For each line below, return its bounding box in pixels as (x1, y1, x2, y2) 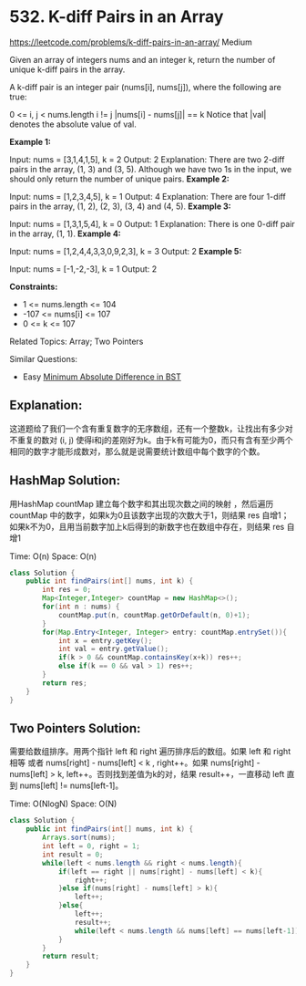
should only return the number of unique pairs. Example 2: (9, 173, 229, 184)
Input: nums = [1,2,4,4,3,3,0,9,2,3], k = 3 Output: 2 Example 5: (9, 245, 242, 256)
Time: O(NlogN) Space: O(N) (9, 798, 117, 809)
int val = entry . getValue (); (57, 645, 169, 654)
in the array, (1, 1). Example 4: (9, 228, 121, 239)
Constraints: (9, 281, 58, 292)
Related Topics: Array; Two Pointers (9, 336, 144, 347)
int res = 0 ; (42, 586, 92, 595)
